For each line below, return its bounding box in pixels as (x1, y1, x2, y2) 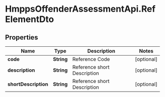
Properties (5, 33, 38, 41)
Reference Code (72, 56, 110, 62)
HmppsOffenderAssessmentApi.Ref (5, 3, 156, 15)
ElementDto (5, 14, 54, 25)
